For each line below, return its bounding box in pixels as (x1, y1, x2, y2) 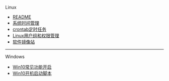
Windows (5, 54, 25, 59)
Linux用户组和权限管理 (12, 33, 59, 38)
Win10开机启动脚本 (12, 70, 52, 76)
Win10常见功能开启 (12, 64, 52, 70)
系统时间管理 (12, 20, 39, 26)
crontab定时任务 (12, 26, 47, 32)
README (12, 14, 32, 20)
